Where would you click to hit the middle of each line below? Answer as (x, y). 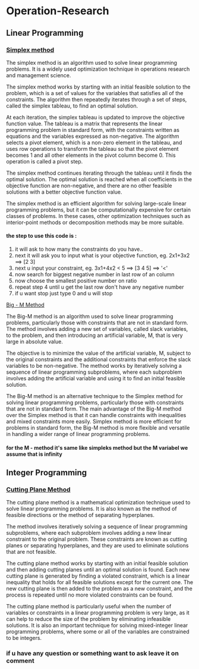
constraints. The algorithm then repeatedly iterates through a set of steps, (97, 99)
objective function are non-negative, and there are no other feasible (89, 185)
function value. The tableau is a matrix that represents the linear (84, 124)
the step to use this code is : (42, 236)
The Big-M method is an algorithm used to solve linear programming (90, 317)
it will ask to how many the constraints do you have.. (79, 249)
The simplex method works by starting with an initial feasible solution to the (98, 87)
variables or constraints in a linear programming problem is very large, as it (98, 613)
